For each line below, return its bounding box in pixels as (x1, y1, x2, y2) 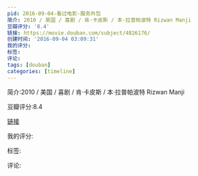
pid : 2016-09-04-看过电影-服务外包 (7, 10, 101, 17)
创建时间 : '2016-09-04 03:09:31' (7, 36, 99, 43)
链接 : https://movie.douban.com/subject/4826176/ (7, 29, 150, 37)
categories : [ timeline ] (7, 68, 76, 75)
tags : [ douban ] (7, 61, 51, 68)
